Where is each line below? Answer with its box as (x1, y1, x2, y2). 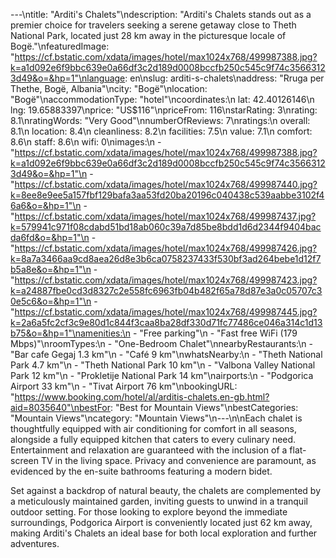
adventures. (10, 538, 60, 549)
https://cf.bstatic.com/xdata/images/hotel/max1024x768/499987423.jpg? (14, 274, 318, 286)
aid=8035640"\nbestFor (10, 402, 112, 413)
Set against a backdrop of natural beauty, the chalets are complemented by (10, 485, 322, 496)
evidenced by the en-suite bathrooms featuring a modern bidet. (10, 465, 273, 477)
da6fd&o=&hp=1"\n (10, 232, 90, 243)
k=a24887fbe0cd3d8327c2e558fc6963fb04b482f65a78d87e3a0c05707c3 (10, 285, 323, 296)
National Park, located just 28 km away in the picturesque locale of (10, 30, 287, 41)
